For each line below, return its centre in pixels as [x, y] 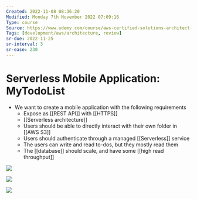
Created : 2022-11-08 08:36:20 [43, 11]
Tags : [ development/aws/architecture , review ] [64, 33]
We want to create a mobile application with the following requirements [100, 107]
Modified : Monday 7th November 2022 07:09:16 [62, 17]
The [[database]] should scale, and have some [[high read [94, 150]
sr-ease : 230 [22, 50]
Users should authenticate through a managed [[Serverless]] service [106, 138]
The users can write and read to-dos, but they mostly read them [101, 145]
